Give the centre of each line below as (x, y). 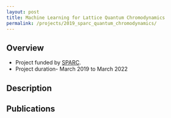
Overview (25, 48)
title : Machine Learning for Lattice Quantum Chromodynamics (86, 18)
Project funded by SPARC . (48, 63)
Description (29, 88)
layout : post (23, 12)
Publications (31, 109)
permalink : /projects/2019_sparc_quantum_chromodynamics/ (82, 23)
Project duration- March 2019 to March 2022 (71, 69)
